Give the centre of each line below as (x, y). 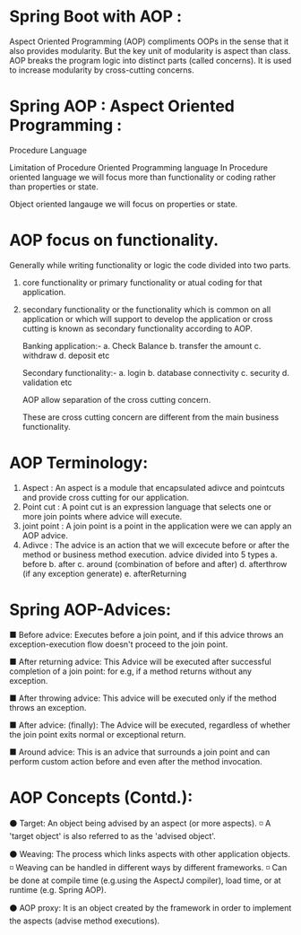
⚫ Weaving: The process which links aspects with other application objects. (150, 853)
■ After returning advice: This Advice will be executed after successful (140, 661)
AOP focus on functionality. (114, 240)
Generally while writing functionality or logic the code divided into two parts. (150, 265)
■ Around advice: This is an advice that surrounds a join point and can (140, 752)
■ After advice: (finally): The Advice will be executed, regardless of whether (150, 725)
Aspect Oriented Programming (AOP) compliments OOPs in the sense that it (149, 41)
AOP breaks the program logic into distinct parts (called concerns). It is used (150, 60)
